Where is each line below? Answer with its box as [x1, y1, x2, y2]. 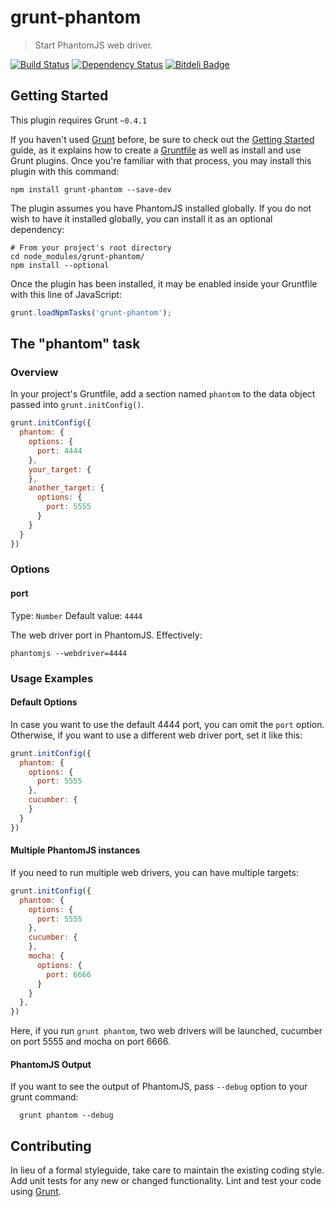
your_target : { [28, 464, 92, 475]
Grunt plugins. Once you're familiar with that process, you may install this [10, 154, 312, 166]
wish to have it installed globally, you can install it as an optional [10, 212, 273, 225]
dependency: [10, 223, 65, 235]
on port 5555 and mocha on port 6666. [10, 1036, 171, 1048]
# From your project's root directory [10, 242, 172, 253]
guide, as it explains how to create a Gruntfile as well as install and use [10, 144, 302, 156]
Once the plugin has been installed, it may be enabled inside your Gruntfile [10, 277, 318, 290]
